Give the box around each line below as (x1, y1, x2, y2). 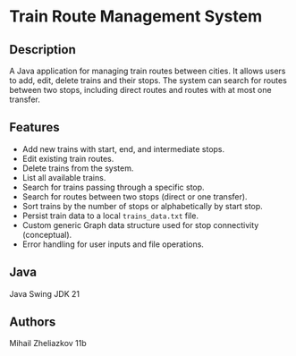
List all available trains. (21, 172, 106, 182)
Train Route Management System (9, 6, 263, 27)
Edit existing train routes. (21, 153, 114, 164)
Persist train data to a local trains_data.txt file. (21, 210, 199, 221)
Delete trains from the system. (21, 163, 134, 174)
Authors (9, 315, 56, 330)
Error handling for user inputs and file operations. (21, 239, 204, 250)
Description (9, 42, 76, 57)
